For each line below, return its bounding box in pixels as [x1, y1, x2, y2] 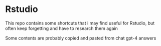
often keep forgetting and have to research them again [5, 25, 118, 31]
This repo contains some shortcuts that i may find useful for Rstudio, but [5, 20, 155, 26]
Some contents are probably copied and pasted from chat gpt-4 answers [5, 35, 156, 41]
